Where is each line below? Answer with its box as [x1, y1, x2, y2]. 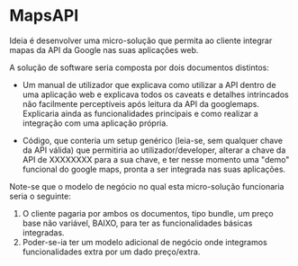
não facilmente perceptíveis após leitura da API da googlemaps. [22, 98, 259, 109]
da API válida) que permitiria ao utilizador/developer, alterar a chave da [22, 145, 286, 155]
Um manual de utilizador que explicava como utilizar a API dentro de [22, 79, 276, 90]
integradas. [22, 226, 65, 238]
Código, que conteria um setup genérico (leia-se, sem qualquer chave [22, 135, 284, 146]
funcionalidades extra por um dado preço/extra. [22, 246, 201, 257]
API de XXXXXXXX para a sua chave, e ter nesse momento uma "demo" [22, 154, 290, 164]
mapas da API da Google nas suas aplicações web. [9, 44, 199, 55]
